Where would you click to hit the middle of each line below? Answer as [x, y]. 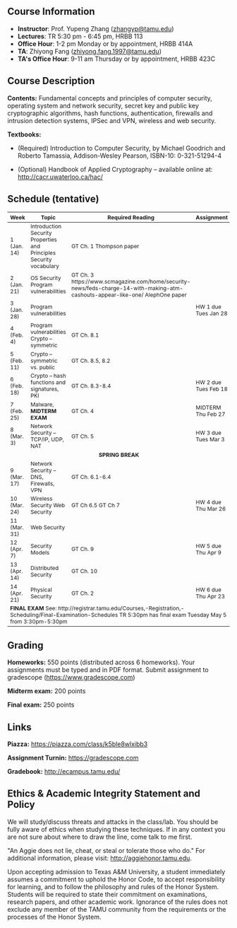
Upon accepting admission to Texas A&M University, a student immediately [116, 871]
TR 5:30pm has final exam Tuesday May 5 [173, 615]
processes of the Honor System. [54, 917]
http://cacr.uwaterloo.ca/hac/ [60, 177]
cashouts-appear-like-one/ [108, 295]
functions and [48, 382]
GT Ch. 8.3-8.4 [91, 386]
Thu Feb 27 [211, 414]
